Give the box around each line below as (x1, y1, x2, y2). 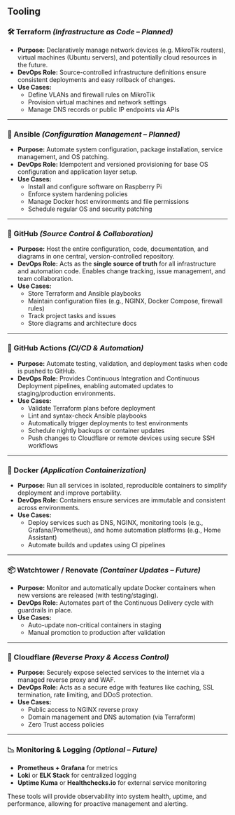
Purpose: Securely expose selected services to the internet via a (17, 669, 205, 677)
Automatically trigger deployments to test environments (27, 418, 189, 427)
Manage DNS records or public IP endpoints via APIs (27, 105, 180, 114)
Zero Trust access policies (27, 720, 105, 729)
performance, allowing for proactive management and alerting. (7, 799, 188, 808)
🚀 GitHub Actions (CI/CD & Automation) (7, 343, 144, 353)
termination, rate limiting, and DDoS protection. (17, 690, 153, 699)
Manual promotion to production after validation (27, 629, 166, 637)
